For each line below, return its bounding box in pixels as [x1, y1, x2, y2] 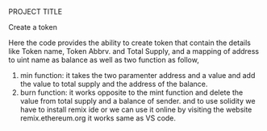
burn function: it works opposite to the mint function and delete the [19, 88, 244, 97]
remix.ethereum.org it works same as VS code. [19, 113, 176, 123]
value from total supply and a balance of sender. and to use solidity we [19, 96, 256, 105]
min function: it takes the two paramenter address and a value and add [19, 71, 256, 80]
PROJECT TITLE [8, 7, 63, 16]
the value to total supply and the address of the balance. [19, 80, 208, 88]
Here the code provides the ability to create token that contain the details [8, 38, 252, 47]
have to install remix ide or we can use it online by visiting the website [19, 104, 252, 114]
